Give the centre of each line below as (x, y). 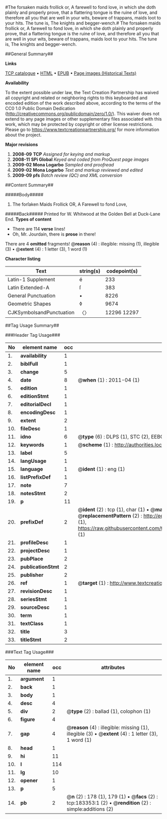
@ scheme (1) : (95, 445)
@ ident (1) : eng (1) (101, 469)
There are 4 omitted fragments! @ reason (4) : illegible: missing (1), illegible (82, 244)
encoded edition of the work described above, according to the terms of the (83, 103)
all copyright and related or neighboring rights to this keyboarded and (76, 98)
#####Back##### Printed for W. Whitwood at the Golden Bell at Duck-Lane (83, 214)
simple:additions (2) (90, 809)
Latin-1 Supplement (32, 279)
